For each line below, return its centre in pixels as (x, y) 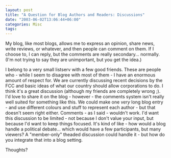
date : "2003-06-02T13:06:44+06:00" (43, 19)
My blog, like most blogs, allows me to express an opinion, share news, (80, 43)
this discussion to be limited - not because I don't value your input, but (80, 118)
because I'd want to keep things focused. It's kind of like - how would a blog (86, 124)
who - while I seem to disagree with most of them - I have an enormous (80, 75)
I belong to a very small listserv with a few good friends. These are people (83, 70)
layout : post (19, 10)
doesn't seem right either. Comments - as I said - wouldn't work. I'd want (82, 113)
